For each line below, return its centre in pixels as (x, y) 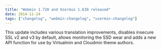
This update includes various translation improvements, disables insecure (79, 33)
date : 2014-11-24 (23, 14)
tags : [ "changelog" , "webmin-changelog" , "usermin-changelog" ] (71, 18)
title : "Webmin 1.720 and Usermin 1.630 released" (58, 9)
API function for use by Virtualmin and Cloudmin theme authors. (70, 43)
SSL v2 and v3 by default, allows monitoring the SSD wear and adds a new (80, 37)
